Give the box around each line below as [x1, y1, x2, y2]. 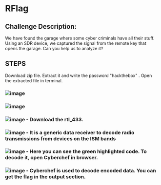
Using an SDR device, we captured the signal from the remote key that [5, 40, 146, 46]
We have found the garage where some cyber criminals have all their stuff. [5, 35, 155, 41]
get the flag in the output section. [5, 173, 86, 180]
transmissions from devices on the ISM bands [5, 135, 116, 142]
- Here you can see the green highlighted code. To [26, 148, 147, 155]
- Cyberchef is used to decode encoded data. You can [26, 167, 156, 174]
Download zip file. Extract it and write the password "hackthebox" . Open [5, 73, 152, 78]
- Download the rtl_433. [26, 116, 84, 123]
